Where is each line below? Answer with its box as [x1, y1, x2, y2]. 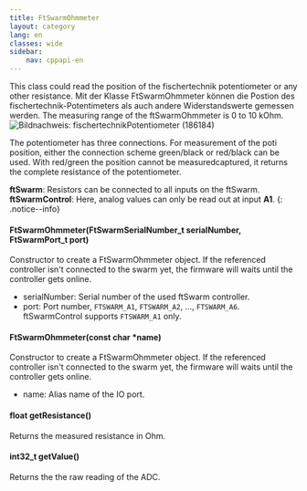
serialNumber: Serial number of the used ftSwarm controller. [22, 291, 250, 302]
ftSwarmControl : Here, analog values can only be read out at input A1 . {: [9, 193, 283, 204]
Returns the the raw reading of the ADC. [9, 471, 161, 482]
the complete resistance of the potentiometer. [9, 166, 182, 177]
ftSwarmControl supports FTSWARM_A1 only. [22, 311, 182, 322]
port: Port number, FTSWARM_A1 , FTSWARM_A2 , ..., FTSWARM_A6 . [22, 301, 240, 312]
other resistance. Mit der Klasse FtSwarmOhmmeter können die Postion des [9, 90, 295, 101]
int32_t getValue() [9, 451, 80, 462]
